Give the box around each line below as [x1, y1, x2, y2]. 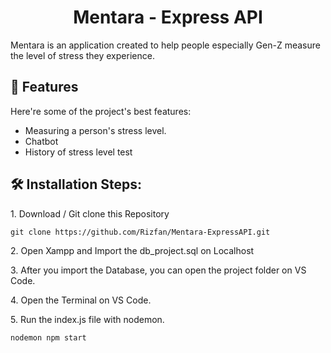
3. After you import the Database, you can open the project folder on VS [10, 264, 307, 276]
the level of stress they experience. [10, 49, 155, 61]
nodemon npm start [10, 332, 87, 343]
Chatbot [24, 135, 59, 147]
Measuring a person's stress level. [24, 124, 167, 136]
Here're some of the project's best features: [10, 105, 192, 117]
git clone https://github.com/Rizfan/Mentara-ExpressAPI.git [10, 227, 271, 237]
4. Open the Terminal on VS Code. [10, 294, 152, 306]
